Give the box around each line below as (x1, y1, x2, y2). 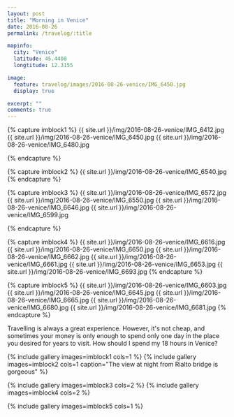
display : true (13, 87, 54, 94)
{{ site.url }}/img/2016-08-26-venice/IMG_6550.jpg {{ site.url (7, 196, 182, 205)
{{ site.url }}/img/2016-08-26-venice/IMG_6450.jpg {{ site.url (7, 133, 183, 142)
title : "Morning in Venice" (7, 17, 89, 24)
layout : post (7, 10, 45, 17)
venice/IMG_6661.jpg (7, 260, 68, 269)
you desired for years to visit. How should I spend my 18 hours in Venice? (7, 339, 218, 348)
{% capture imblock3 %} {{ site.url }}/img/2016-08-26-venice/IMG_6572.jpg (7, 189, 227, 197)
